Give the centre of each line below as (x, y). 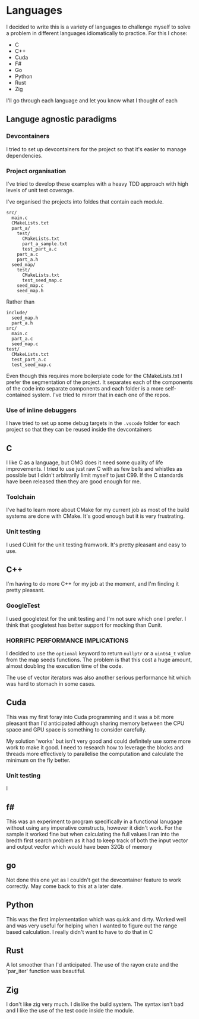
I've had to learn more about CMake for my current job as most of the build (98, 510)
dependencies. (24, 155)
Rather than (20, 302)
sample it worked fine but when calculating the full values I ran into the (93, 834)
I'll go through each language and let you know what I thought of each (92, 100)
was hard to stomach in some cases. (51, 684)
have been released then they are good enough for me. (74, 482)
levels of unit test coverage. (40, 190)
